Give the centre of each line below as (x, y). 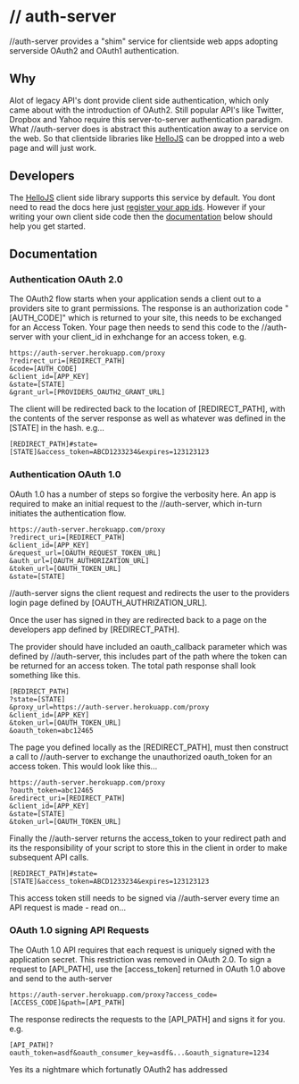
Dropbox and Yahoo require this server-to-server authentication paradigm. (146, 119)
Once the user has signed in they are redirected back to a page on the (138, 619)
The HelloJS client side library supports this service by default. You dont (142, 197)
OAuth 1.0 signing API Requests (79, 930)
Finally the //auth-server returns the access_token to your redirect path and (148, 838)
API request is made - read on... (68, 907)
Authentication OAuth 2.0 (66, 279)
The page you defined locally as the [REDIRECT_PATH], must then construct (149, 747)
